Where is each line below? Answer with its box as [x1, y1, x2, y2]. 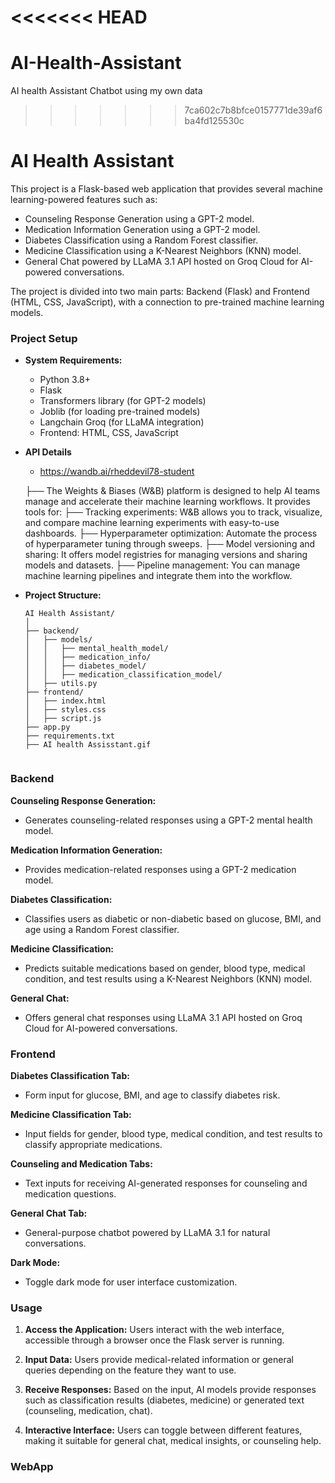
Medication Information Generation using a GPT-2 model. [24, 224, 261, 236]
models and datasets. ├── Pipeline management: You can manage [24, 559, 301, 571]
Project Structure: [24, 589, 102, 601]
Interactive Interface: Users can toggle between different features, [24, 1424, 303, 1436]
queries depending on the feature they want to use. [24, 1364, 237, 1376]
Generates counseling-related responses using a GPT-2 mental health [24, 814, 313, 826]
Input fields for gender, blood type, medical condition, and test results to [24, 1127, 323, 1140]
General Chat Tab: [10, 1207, 88, 1219]
